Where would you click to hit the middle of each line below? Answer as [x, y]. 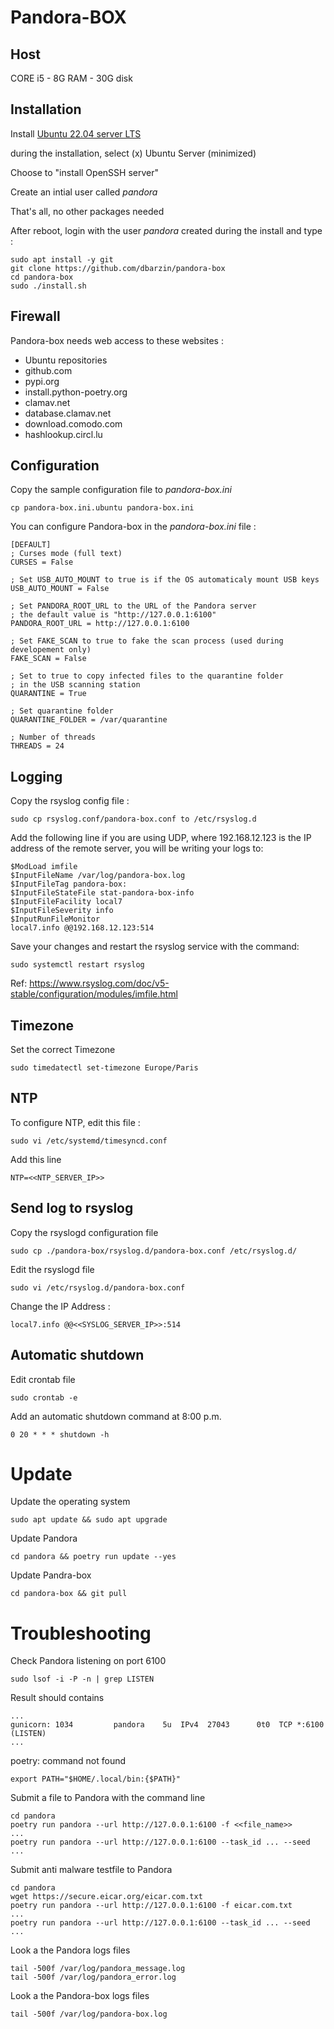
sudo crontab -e [44, 1397]
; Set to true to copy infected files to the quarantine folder [147, 676]
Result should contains [57, 1698]
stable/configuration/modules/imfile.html [94, 994]
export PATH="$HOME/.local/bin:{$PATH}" [96, 1779]
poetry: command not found [68, 1761]
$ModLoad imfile [44, 867]
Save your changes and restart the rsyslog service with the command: [155, 947]
